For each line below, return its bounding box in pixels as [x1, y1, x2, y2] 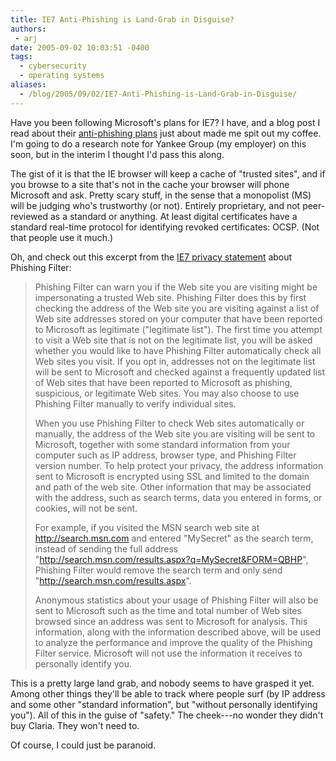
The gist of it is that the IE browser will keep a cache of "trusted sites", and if [10, 167, 326, 180]
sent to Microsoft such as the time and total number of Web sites [34, 604, 302, 616]
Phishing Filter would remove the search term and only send [34, 564, 283, 576]
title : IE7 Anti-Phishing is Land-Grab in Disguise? [10, 14, 235, 25]
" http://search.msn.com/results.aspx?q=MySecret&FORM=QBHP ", [34, 553, 309, 565]
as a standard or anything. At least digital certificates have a [49, 210, 298, 222]
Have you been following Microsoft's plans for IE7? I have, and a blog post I [10, 116, 321, 128]
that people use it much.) [10, 231, 114, 243]
